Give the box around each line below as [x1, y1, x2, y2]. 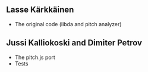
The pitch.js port [14, 54, 55, 61]
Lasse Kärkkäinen [6, 5, 74, 15]
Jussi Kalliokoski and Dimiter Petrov [6, 38, 143, 48]
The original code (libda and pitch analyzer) [14, 20, 122, 27]
